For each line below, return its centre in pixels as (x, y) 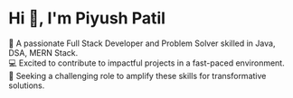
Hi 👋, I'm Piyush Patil (87, 18)
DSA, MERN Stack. (43, 52)
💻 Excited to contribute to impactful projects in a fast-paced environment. (147, 63)
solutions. (27, 85)
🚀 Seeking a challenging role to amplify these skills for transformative (137, 76)
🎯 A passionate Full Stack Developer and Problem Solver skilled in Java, (142, 43)
